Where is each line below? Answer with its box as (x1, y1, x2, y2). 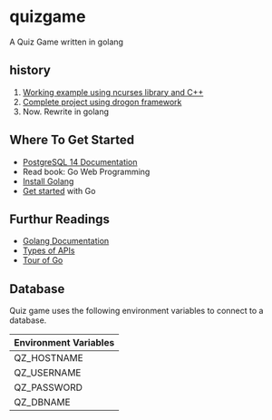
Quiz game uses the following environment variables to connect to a (9, 306, 264, 317)
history (9, 63, 52, 78)
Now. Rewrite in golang (22, 106, 110, 117)
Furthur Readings (9, 211, 111, 227)
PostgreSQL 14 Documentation (22, 156, 138, 167)
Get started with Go (22, 185, 96, 196)
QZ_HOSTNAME (14, 352, 83, 365)
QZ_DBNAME (14, 396, 71, 409)
